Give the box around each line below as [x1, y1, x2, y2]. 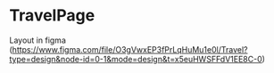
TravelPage [9, 5, 95, 26]
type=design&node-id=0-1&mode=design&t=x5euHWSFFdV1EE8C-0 [9, 53, 263, 64]
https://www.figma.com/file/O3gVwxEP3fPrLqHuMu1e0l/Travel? [12, 44, 248, 54]
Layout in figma [9, 35, 67, 45]
